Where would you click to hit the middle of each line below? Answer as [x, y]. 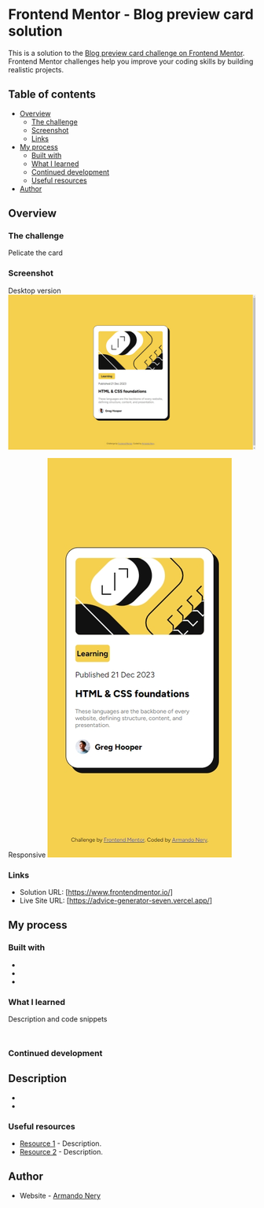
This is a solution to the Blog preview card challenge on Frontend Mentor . [126, 53]
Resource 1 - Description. [60, 1143]
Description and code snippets [58, 1019]
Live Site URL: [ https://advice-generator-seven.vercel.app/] [116, 901]
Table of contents [52, 95]
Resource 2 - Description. [61, 1152]
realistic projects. [36, 69]
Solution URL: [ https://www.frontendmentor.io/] [96, 892]
